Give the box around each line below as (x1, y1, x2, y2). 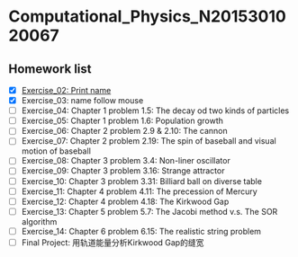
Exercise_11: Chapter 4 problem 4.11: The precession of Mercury (21, 186, 257, 197)
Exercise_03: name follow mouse (21, 95, 144, 106)
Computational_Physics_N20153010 (8, 6, 287, 27)
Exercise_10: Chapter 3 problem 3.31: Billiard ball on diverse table (21, 175, 263, 186)
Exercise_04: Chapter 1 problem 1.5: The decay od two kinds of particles (21, 105, 290, 116)
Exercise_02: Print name (21, 85, 112, 95)
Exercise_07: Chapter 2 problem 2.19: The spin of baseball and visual (21, 136, 276, 146)
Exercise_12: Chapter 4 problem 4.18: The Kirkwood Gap (21, 196, 230, 207)
